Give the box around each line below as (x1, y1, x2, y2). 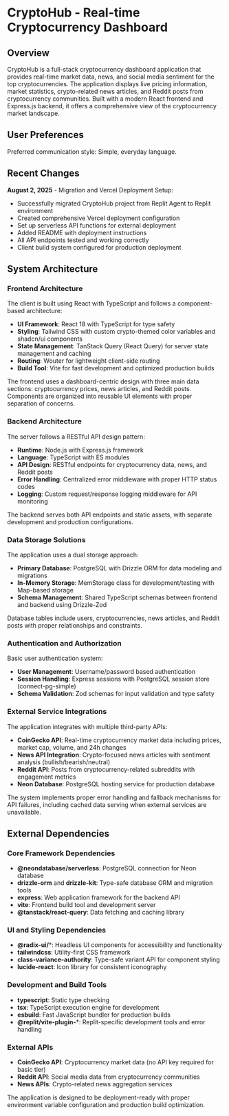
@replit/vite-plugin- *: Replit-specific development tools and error (17, 1017, 206, 1026)
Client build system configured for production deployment (17, 243, 182, 251)
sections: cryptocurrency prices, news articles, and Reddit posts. (7, 385, 192, 393)
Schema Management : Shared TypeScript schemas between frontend (17, 593, 217, 601)
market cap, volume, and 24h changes (17, 743, 127, 751)
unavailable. (7, 808, 41, 816)
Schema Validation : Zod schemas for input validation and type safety (17, 690, 215, 698)
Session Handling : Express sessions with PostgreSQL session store (17, 675, 210, 684)
